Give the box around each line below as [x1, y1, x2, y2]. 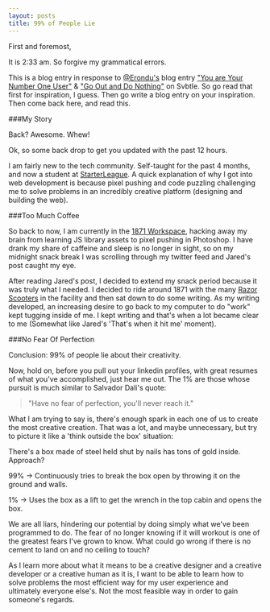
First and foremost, [8, 41, 72, 51]
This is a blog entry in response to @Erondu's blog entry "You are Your [8, 72, 243, 82]
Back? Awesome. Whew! [8, 130, 90, 139]
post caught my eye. [8, 260, 77, 270]
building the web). [8, 195, 69, 205]
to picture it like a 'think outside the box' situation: [8, 431, 174, 440]
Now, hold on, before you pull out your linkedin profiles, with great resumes [8, 366, 258, 375]
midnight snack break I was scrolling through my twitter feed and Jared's [8, 251, 251, 262]
